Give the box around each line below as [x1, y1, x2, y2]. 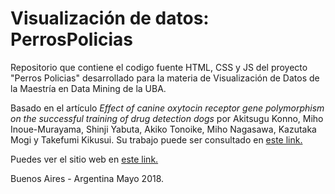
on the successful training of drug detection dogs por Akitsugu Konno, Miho [10, 112, 324, 124]
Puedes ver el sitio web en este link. [10, 153, 159, 165]
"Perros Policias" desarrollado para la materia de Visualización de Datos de [10, 72, 320, 84]
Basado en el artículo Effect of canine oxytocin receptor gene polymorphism [10, 102, 325, 114]
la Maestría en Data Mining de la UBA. [10, 82, 167, 94]
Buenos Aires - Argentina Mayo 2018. [10, 172, 165, 184]
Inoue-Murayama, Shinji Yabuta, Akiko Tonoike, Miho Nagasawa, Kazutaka [10, 123, 317, 135]
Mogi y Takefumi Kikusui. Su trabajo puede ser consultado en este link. [10, 133, 303, 146]
